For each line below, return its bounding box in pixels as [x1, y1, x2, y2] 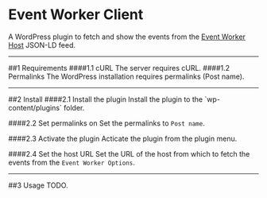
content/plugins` [8, 103, 62, 112]
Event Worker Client [8, 6, 144, 24]
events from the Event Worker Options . [8, 157, 135, 167]
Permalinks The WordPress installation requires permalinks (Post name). [8, 72, 245, 81]
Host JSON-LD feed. [8, 40, 76, 49]
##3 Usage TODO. [8, 181, 69, 190]
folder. [63, 103, 85, 112]
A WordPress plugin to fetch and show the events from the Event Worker [8, 32, 246, 41]
